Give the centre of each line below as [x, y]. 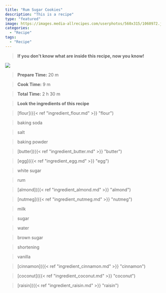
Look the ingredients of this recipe [53, 103]
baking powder [33, 142]
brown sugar [30, 237]
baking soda [30, 123]
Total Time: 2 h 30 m [39, 94]
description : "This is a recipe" [40, 14]
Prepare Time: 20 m [38, 75]
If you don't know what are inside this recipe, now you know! [81, 56]
